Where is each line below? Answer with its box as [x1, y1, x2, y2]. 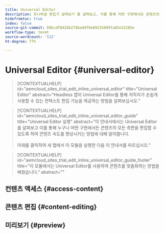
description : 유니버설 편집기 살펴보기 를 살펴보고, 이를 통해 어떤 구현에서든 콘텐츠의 [5, 12, 160, 17]
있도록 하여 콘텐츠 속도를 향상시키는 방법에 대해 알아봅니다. [17, 131, 130, 137]
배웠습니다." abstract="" [17, 169, 65, 175]
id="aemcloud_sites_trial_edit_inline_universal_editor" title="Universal [17, 86, 158, 92]
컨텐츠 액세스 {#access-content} [5, 185, 104, 193]
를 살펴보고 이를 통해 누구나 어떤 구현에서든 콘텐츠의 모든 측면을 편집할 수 [17, 124, 157, 130]
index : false [5, 21, 32, 26]
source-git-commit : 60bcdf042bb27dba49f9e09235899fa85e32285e [5, 25, 135, 30]
